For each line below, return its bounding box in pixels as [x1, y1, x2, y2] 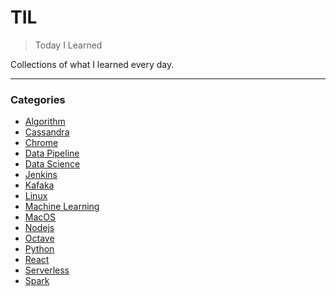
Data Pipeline [24, 147, 80, 160]
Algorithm [24, 116, 66, 128]
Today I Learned [34, 39, 103, 51]
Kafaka [24, 179, 55, 191]
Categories [10, 92, 66, 106]
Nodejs [24, 222, 55, 234]
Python [24, 243, 55, 255]
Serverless [24, 264, 70, 276]
